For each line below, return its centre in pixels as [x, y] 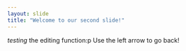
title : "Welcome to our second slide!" [66, 20]
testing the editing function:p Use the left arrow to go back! [93, 40]
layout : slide [28, 14]
